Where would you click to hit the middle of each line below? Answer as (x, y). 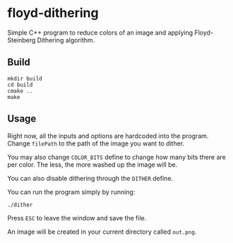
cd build (20, 85)
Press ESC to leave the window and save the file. (77, 218)
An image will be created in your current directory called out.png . (102, 232)
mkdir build (25, 78)
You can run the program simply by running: (71, 191)
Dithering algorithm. (66, 40)
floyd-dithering (53, 13)
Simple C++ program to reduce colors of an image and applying (100, 32)
